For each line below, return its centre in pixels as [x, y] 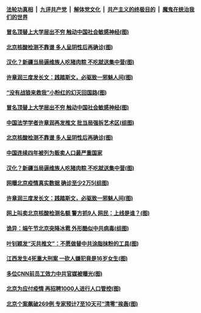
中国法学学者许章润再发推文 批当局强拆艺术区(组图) [70, 123]
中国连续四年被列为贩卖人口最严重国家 [54, 153]
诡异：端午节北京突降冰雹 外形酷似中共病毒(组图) [68, 228]
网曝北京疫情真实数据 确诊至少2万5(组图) [58, 183]
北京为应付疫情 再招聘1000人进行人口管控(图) [64, 289]
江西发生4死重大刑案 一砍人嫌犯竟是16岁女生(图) [67, 259]
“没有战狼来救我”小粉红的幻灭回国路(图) [57, 92]
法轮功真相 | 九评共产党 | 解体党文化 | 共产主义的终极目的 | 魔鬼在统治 [98, 9]
